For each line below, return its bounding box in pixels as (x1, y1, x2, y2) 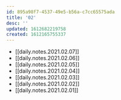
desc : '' (6, 20, 28, 26)
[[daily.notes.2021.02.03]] (15, 74, 80, 81)
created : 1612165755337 (6, 32, 67, 38)
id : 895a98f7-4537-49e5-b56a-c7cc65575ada (6, 8, 115, 15)
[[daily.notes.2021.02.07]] (15, 48, 80, 55)
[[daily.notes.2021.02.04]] (15, 67, 80, 75)
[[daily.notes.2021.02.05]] (15, 61, 80, 68)
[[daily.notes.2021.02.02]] (15, 80, 80, 88)
